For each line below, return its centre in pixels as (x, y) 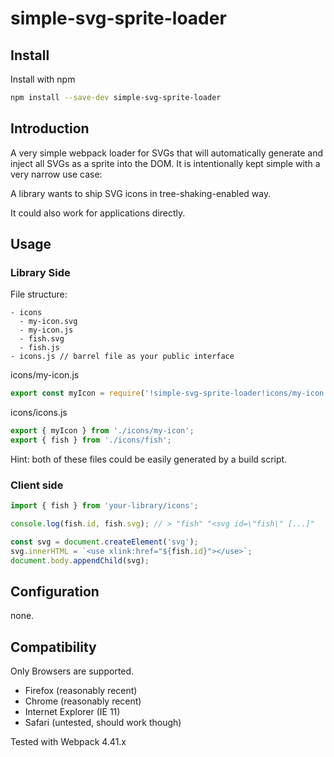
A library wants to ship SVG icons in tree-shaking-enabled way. (141, 193)
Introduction (50, 128)
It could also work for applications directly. (98, 213)
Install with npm (43, 79)
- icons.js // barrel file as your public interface (122, 357)
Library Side (40, 272)
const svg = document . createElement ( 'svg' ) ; (104, 542)
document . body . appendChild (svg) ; (80, 560)
